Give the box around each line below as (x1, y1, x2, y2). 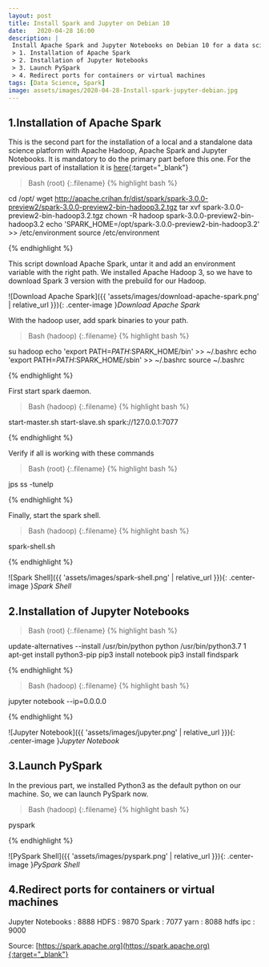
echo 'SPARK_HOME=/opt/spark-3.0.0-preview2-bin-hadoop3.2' (45, 220, 260, 229)
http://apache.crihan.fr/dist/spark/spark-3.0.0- (54, 194, 209, 204)
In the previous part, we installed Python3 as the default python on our (8, 780, 242, 790)
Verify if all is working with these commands (8, 448, 155, 458)
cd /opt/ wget (8, 194, 54, 204)
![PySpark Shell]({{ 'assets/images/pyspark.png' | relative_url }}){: (8, 851, 226, 860)
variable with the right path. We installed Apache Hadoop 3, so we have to (8, 268, 253, 277)
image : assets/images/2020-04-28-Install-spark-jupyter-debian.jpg (8, 86, 239, 95)
